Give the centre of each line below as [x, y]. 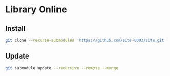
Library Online [36, 9]
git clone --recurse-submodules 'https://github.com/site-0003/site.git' [86, 40]
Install [15, 28]
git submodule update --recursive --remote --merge [62, 68]
